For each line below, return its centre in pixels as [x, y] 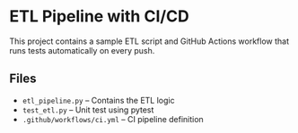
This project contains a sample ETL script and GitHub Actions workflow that [149, 41]
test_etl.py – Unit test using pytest [88, 110]
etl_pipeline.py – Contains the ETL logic [98, 100]
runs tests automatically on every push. [82, 50]
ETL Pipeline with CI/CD [100, 17]
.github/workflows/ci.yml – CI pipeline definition [113, 119]
